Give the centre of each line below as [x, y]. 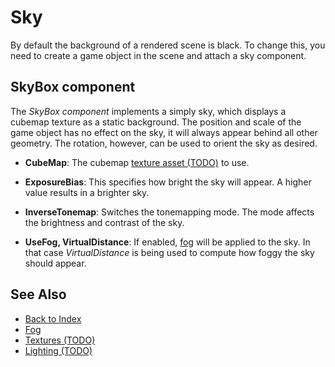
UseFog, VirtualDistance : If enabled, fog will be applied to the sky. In [167, 242]
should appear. [55, 263]
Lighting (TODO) [58, 350]
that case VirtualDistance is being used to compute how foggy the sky [169, 252]
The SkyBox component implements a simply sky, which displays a [148, 111]
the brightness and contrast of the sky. [104, 222]
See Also [38, 294]
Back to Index [53, 318]
